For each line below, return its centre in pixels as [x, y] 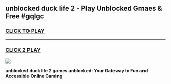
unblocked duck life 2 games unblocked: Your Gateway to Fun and [77, 70]
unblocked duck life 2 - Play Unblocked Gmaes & [84, 8]
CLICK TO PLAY [25, 31]
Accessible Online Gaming [34, 76]
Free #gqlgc [25, 17]
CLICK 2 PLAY [23, 50]
